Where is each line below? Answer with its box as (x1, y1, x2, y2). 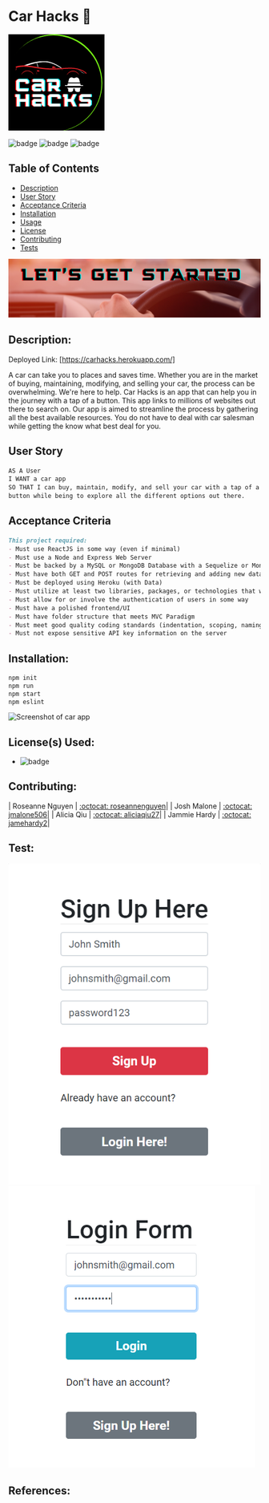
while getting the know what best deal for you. (8, 421, 162, 431)
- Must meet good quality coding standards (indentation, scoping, (8, 621, 239, 629)
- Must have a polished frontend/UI (8, 604, 130, 612)
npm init (8, 674, 38, 683)
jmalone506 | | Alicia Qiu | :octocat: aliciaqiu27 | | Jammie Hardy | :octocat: (8, 809, 251, 819)
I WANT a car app (8, 475, 66, 484)
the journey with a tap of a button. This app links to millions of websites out (8, 395, 256, 405)
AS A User (8, 467, 42, 475)
